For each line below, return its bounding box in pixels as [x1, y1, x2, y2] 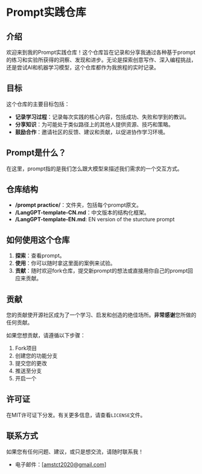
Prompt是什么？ [6, 148, 66, 158]
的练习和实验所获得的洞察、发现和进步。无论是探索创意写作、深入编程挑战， [6, 56, 197, 63]
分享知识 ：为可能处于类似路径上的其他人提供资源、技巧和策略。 [14, 120, 174, 128]
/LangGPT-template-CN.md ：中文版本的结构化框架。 [14, 209, 150, 216]
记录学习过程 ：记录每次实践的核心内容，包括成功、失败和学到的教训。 [14, 113, 190, 120]
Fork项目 [14, 345, 37, 352]
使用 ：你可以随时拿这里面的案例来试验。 [14, 259, 116, 267]
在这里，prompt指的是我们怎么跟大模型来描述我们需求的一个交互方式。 [6, 164, 183, 172]
